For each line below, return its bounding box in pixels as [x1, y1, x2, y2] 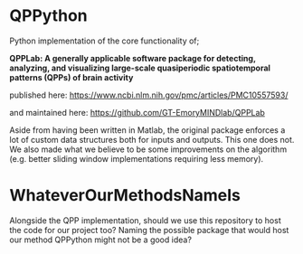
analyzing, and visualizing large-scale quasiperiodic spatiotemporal [9, 62, 271, 73]
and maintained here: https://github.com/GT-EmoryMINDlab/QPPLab [9, 107, 265, 118]
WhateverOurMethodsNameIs [9, 185, 241, 206]
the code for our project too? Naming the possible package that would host [9, 224, 289, 235]
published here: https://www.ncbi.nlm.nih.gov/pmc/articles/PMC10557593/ [9, 89, 289, 100]
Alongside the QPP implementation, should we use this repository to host [9, 214, 282, 226]
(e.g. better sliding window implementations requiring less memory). [9, 153, 264, 164]
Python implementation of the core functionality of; [9, 35, 200, 46]
